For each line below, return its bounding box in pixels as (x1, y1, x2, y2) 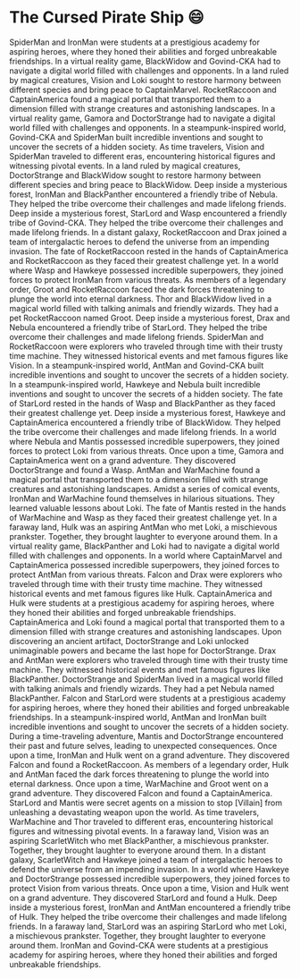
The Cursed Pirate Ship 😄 (9, 7, 204, 28)
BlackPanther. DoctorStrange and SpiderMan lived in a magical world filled (9, 674, 284, 685)
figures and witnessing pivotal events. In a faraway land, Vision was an (9, 826, 270, 837)
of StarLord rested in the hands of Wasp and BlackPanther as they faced (9, 397, 276, 409)
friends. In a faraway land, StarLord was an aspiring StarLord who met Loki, (9, 921, 287, 931)
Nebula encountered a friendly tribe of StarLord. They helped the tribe (9, 321, 268, 333)
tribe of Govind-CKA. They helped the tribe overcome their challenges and (9, 217, 284, 228)
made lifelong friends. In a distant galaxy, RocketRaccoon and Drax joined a (9, 226, 287, 237)
